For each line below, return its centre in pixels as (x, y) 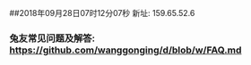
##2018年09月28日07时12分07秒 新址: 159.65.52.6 (102, 13)
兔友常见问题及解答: (52, 38)
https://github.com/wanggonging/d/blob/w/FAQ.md (125, 50)
